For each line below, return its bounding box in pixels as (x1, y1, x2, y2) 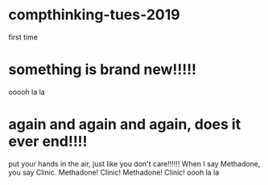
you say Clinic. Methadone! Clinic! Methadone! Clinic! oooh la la (8, 167, 220, 177)
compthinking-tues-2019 (8, 6, 180, 24)
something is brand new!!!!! (8, 60, 197, 79)
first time (8, 32, 39, 42)
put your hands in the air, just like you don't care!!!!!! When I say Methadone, (8, 158, 261, 168)
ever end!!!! (8, 133, 88, 150)
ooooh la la (8, 87, 46, 97)
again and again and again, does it (8, 115, 241, 134)
